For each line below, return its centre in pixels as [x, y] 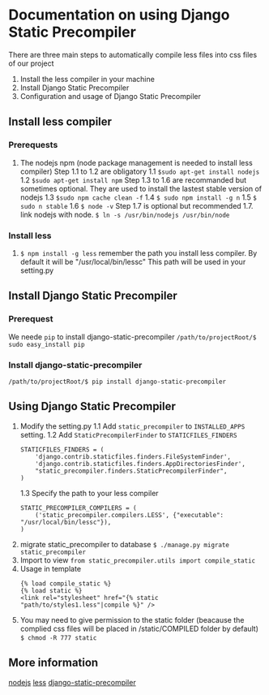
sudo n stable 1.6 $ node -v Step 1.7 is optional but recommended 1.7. [137, 205]
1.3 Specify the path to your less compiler [90, 493]
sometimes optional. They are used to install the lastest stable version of [141, 188]
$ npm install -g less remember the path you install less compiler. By [139, 253]
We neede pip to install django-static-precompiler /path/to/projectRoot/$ [132, 337]
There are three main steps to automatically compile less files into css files [133, 54]
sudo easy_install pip [47, 344]
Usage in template [51, 568]
